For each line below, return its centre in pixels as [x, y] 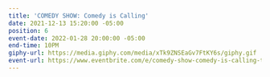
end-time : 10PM [34, 46]
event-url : [27, 61]
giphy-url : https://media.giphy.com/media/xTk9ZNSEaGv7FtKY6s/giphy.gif [133, 53]
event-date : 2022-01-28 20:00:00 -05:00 [77, 38]
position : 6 [28, 30]
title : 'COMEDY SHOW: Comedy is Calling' [79, 16]
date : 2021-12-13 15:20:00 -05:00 [66, 23]
